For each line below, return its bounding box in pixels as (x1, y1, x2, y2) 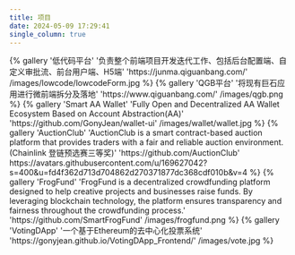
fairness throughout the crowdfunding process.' (9, 205, 186, 216)
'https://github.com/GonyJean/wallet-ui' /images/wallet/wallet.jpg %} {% (9, 118, 279, 129)
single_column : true (9, 30, 87, 38)
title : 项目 (9, 13, 51, 22)
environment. (234, 137, 284, 148)
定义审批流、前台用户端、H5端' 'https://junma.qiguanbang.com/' (9, 66, 248, 77)
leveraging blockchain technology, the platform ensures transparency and (9, 196, 282, 207)
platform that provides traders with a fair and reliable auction (9, 137, 233, 148)
